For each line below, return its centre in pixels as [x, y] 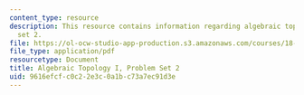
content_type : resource [54, 18]
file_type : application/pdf [62, 52]
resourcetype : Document [54, 60]
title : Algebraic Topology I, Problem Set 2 [95, 69]
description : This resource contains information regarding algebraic [145, 26]
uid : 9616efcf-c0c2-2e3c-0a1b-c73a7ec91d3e [93, 77]
